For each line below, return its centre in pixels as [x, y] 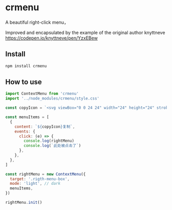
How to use [24, 82]
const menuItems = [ [27, 117]
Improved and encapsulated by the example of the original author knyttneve [85, 32]
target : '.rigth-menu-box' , [40, 179]
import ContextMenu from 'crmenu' [42, 94]
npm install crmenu [26, 66]
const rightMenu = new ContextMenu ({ [46, 174]
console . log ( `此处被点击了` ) [52, 146]
